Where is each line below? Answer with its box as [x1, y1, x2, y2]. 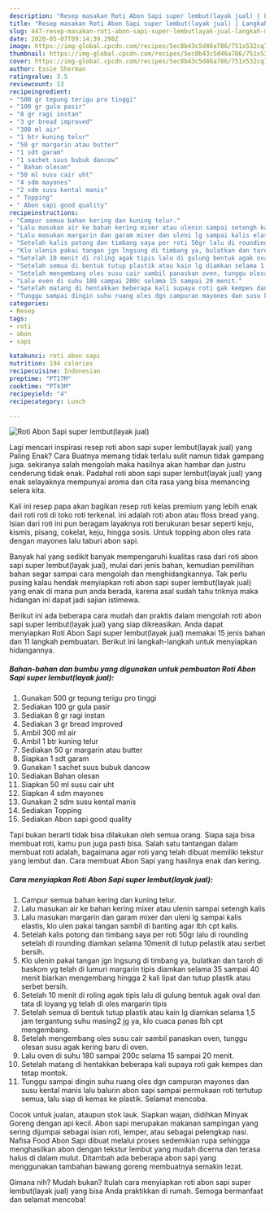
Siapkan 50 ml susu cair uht [20, 780, 115, 789]
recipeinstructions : [9, 208, 80, 216]
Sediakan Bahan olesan [20, 771, 100, 781]
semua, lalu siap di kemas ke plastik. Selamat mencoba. [20, 1094, 208, 1104]
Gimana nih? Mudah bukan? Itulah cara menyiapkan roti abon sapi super [9, 1178, 251, 1187]
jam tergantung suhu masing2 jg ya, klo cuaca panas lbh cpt [20, 1016, 224, 1026]
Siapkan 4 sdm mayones [20, 789, 104, 798]
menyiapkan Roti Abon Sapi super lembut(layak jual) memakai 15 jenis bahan [9, 628, 266, 638]
